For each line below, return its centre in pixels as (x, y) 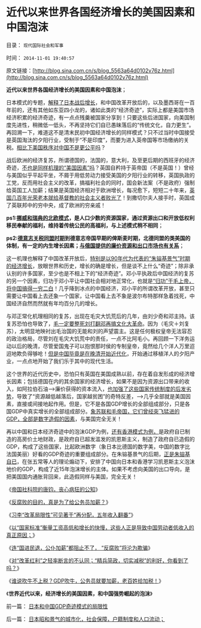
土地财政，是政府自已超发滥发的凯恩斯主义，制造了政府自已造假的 (113, 439)
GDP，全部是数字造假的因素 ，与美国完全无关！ (64, 419)
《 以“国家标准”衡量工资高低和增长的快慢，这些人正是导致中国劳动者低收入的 (100, 527)
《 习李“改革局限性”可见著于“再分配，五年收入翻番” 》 (71, 515)
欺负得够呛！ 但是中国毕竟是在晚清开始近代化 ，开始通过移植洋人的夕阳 (103, 353)
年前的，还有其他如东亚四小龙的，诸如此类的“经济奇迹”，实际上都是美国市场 (100, 110)
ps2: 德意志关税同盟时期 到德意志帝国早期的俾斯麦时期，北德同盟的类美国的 (98, 238)
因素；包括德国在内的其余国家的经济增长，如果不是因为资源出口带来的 (98, 381)
